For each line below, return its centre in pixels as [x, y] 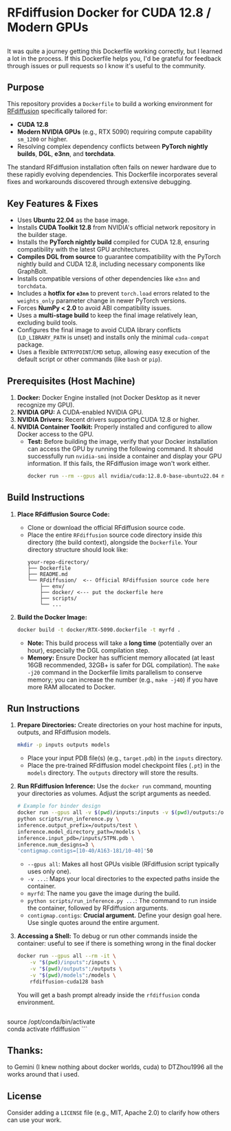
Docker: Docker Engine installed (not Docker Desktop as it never [109, 398]
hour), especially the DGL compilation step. [88, 650]
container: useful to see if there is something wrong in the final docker [117, 944]
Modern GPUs [48, 27]
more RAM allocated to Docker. [71, 686]
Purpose [26, 87]
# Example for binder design [59, 806]
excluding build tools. [47, 323]
